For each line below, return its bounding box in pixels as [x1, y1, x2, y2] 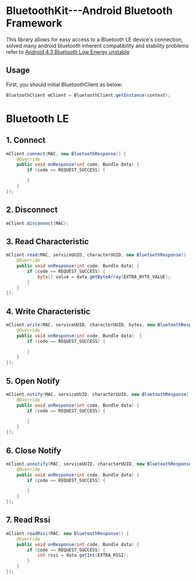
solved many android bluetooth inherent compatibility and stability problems [6, 42, 189, 49]
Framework [6, 16, 62, 30]
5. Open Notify [6, 376, 60, 386]
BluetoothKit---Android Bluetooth [6, 4, 173, 18]
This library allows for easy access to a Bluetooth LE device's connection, [6, 36, 183, 43]
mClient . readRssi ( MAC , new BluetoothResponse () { [6, 530, 129, 537]
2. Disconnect [6, 205, 58, 215]
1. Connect [6, 135, 45, 145]
